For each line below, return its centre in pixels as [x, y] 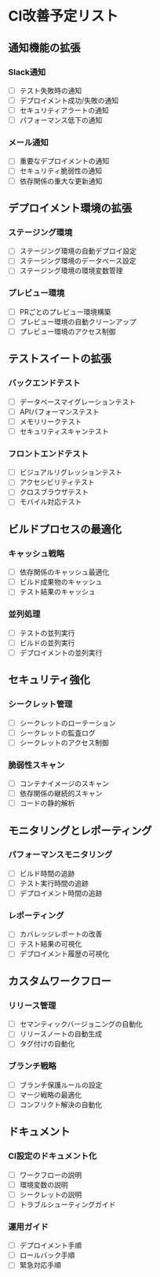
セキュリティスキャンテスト [64, 431]
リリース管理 [32, 1006]
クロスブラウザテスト [54, 492]
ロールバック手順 [47, 1255]
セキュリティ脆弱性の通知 [60, 171]
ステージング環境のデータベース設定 [78, 261]
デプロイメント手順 [51, 1246]
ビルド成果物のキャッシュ [61, 582]
